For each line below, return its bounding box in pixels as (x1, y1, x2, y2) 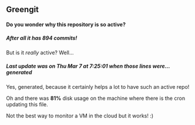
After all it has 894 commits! (6, 34, 78, 41)
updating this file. (6, 100, 48, 107)
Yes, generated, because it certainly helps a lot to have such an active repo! (6, 83, 190, 90)
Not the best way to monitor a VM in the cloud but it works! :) (6, 112, 154, 119)
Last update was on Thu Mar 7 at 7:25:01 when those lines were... (6, 62, 170, 70)
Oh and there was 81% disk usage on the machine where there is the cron (6, 95, 186, 102)
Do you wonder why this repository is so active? (6, 20, 126, 28)
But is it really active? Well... (6, 49, 74, 56)
